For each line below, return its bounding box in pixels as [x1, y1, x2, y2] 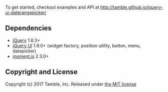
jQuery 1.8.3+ [12, 37, 40, 43]
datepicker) [12, 47, 37, 54]
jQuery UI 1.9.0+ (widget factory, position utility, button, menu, [12, 42, 141, 48]
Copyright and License [5, 67, 78, 76]
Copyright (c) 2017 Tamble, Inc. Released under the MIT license [5, 81, 137, 87]
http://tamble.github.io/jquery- [100, 4, 163, 10]
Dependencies [5, 24, 52, 32]
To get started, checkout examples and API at [5, 4, 99, 10]
